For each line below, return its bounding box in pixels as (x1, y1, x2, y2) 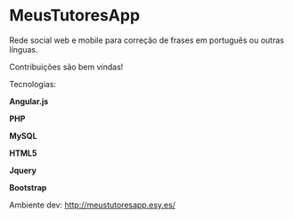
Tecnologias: (9, 78, 56, 89)
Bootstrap (9, 182, 47, 192)
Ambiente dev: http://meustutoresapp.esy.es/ (9, 199, 176, 210)
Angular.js (9, 95, 49, 107)
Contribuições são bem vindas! (9, 61, 124, 72)
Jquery (9, 165, 37, 175)
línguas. (9, 44, 38, 54)
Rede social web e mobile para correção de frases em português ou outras (9, 35, 285, 45)
